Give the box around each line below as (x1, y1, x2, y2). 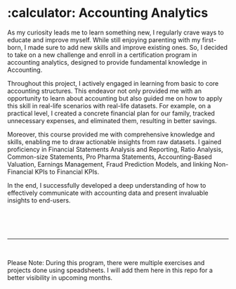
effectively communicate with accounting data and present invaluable (7, 188, 209, 197)
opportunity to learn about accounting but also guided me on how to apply (7, 94, 223, 103)
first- (202, 35, 216, 44)
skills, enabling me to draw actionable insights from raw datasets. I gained (7, 137, 221, 146)
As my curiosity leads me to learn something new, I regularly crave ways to (7, 28, 224, 37)
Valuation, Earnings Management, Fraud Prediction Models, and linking (7, 160, 212, 168)
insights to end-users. (7, 195, 71, 205)
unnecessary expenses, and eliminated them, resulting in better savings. (7, 116, 217, 124)
